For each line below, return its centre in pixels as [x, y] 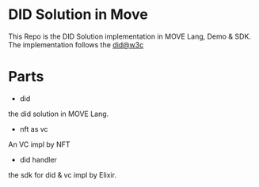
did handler [38, 159]
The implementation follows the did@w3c [76, 44]
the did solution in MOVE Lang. [59, 114]
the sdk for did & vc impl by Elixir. [63, 174]
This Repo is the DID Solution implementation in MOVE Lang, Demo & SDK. [130, 36]
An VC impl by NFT [39, 144]
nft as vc [34, 129]
